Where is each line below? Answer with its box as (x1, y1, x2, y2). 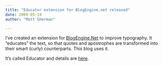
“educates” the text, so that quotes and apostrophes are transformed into (5, 40, 158, 46)
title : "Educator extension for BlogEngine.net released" (5, 7, 130, 13)
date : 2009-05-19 (5, 12, 42, 17)
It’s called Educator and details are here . (5, 55, 89, 61)
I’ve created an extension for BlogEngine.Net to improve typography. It (5, 35, 152, 41)
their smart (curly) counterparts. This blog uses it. (5, 46, 109, 52)
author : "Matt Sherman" (5, 17, 56, 22)
